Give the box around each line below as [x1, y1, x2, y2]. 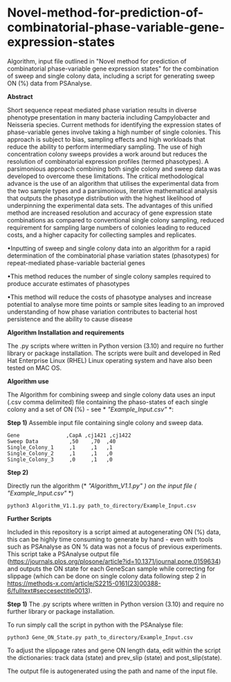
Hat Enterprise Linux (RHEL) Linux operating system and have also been [7, 356, 213, 364]
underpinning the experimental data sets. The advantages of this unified [7, 201, 213, 209]
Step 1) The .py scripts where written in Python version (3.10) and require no [7, 600, 224, 608]
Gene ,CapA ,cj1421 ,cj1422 [7, 432, 131, 439]
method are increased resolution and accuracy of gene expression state [7, 209, 212, 217]
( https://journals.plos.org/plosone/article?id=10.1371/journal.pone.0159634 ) [7, 557, 221, 565]
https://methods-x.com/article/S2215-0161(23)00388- [7, 579, 161, 587]
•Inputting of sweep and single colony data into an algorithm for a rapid [7, 244, 211, 252]
